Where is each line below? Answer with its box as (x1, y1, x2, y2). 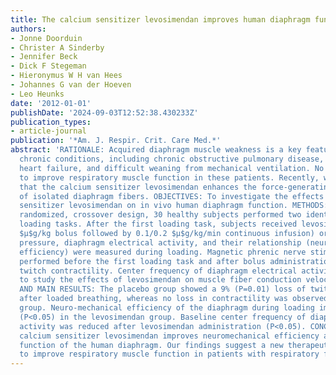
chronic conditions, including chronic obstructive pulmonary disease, (19, 154, 325, 164)
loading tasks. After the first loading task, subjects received (19, 219, 298, 230)
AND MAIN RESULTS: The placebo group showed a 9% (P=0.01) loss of (19, 284, 307, 295)
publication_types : (10, 117, 92, 127)
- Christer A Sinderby (10, 42, 105, 53)
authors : (10, 24, 47, 34)
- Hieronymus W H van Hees (10, 71, 123, 81)
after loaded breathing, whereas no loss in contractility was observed (19, 294, 329, 304)
